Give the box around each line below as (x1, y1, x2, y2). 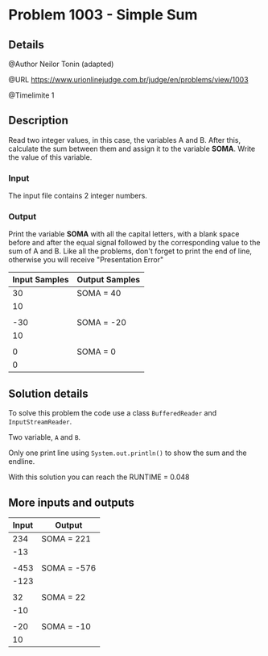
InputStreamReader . (8, 417, 72, 427)
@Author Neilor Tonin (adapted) (8, 59, 114, 69)
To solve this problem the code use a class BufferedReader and (8, 408, 217, 418)
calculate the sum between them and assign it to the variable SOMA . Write (8, 144, 256, 153)
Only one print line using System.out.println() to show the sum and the (8, 448, 247, 458)
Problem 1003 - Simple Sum (8, 6, 198, 24)
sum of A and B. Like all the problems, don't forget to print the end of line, (8, 246, 252, 256)
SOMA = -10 (41, 621, 91, 633)
